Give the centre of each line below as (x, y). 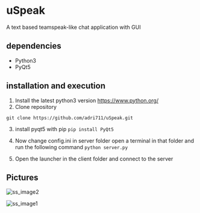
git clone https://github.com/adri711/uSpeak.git (70, 118)
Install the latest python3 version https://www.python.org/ (86, 100)
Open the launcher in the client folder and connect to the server (94, 159)
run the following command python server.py (71, 147)
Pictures (22, 177)
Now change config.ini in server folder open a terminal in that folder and (105, 140)
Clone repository (36, 106)
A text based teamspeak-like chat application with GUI (73, 27)
